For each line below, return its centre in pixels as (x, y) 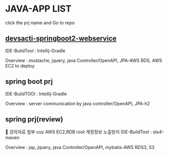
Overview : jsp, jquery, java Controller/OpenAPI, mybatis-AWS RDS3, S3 (80, 147)
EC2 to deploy (20, 65)
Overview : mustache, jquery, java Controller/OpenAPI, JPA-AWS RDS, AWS (84, 60)
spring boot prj (29, 82)
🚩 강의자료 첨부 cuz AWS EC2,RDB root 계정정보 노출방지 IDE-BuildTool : (79, 132)
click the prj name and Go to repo (40, 23)
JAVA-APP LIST (38, 9)
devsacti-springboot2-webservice (61, 38)
